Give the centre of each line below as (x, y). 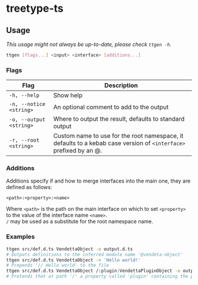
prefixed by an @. (77, 151)
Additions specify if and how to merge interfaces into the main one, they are (98, 181)
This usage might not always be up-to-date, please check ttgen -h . (89, 44)
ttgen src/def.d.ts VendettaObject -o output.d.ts (70, 249)
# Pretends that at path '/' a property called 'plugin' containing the (97, 276)
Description (121, 85)
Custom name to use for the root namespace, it (118, 136)
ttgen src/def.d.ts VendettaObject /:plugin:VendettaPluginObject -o (93, 271)
